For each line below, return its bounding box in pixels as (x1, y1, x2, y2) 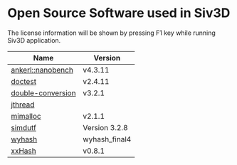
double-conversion (11, 87, 76, 97)
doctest (11, 76, 37, 86)
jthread (11, 100, 35, 110)
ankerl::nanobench (11, 65, 73, 75)
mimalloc (11, 111, 41, 121)
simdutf (11, 122, 37, 132)
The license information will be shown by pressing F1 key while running (7, 28, 216, 37)
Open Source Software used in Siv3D (7, 5, 231, 21)
